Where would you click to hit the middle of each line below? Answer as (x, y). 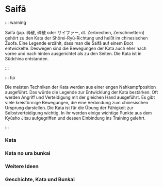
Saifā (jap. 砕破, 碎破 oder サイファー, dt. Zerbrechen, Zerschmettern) (75, 32)
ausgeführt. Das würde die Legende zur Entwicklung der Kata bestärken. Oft (81, 92)
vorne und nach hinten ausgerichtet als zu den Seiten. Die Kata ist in (73, 53)
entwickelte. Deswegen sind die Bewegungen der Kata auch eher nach (76, 48)
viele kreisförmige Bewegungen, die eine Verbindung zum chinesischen (77, 102)
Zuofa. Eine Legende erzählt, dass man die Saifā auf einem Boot (69, 43)
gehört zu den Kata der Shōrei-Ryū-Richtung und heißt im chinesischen (76, 38)
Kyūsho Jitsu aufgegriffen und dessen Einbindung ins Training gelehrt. (75, 118)
